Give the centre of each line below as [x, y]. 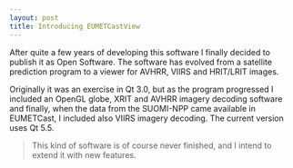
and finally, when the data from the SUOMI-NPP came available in [133, 108]
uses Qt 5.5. [32, 127]
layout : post [34, 18]
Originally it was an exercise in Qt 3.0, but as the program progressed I [141, 89]
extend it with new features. [84, 154]
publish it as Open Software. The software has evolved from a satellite [141, 62]
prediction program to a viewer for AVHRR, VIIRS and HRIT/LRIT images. [144, 71]
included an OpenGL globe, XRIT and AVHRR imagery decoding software [146, 99]
